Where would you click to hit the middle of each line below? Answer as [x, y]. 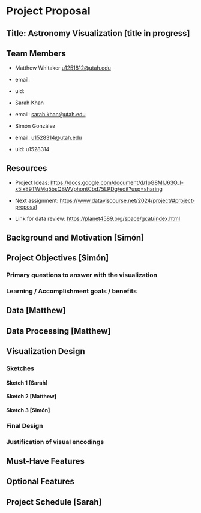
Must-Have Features [46, 461]
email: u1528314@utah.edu [48, 138]
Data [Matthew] [36, 310]
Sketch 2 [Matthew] [31, 397]
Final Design [25, 425]
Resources [27, 168]
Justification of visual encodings [55, 442]
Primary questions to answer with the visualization [82, 275]
